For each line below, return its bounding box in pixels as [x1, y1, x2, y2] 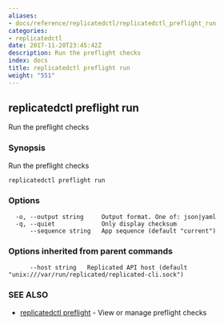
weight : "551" [8, 71, 56, 79]
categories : [8, 26, 48, 35]
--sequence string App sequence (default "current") [29, 227, 217, 235]
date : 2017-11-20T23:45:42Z [8, 42, 102, 50]
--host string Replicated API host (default [29, 264, 188, 272]
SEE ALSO [8, 290, 49, 301]
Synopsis [8, 142, 46, 153]
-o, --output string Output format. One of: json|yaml [15, 213, 217, 221]
